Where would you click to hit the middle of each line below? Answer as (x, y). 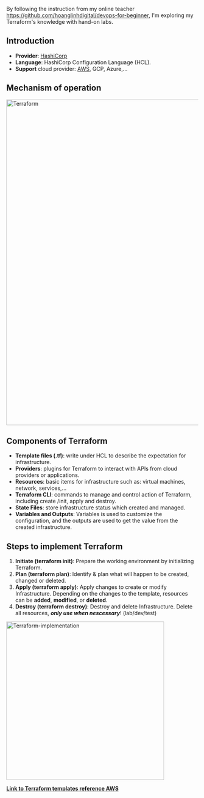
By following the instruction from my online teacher (71, 9)
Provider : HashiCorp (41, 56)
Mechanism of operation (54, 88)
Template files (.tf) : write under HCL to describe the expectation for (100, 456)
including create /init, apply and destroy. (66, 501)
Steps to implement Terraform (65, 546)
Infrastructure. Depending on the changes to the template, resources (101, 594)
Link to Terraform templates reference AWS (62, 789)
